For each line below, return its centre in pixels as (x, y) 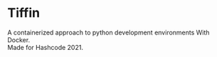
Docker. (19, 39)
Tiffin (24, 13)
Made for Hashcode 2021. (46, 47)
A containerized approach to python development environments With (108, 32)
